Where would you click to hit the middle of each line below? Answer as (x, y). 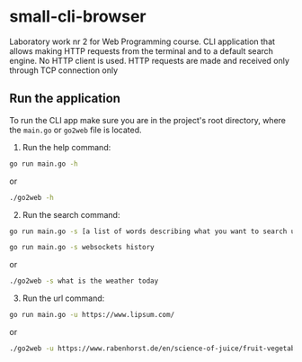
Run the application (65, 99)
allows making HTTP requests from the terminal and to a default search (142, 50)
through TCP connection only (64, 70)
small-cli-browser (78, 17)
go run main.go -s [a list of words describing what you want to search (148, 231)
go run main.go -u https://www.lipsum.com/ (92, 315)
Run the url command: (63, 298)
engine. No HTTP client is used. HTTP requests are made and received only (150, 60)
